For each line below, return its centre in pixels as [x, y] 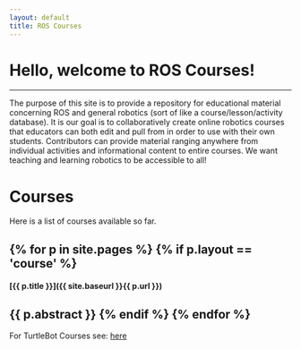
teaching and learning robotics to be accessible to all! [108, 160]
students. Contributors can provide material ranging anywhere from [134, 141]
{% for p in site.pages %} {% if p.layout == [131, 249]
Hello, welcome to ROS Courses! [132, 70]
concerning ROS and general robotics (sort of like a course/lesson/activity [146, 113]
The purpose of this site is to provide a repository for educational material [145, 103]
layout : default [39, 17]
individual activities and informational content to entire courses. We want [143, 151]
